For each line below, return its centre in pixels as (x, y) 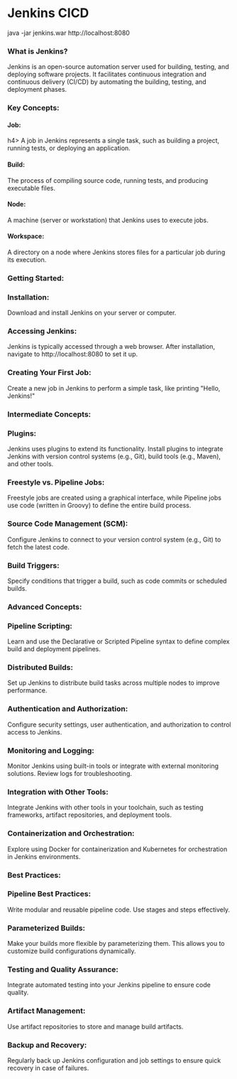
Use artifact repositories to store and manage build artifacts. (95, 1026)
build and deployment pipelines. (54, 649)
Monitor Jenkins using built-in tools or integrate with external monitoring (113, 766)
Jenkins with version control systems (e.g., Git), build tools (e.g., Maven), (114, 456)
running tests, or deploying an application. (69, 148)
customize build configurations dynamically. (72, 951)
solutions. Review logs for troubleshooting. (70, 773)
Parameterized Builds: (46, 928)
